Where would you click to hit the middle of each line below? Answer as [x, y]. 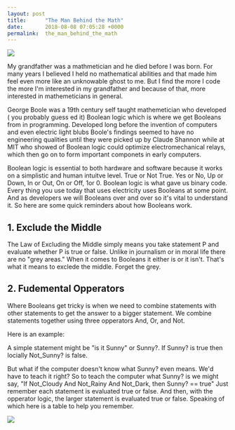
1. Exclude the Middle [54, 228]
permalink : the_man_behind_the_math [62, 33]
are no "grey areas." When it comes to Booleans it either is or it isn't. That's [116, 260]
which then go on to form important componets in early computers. [105, 154]
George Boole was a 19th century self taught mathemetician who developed [117, 110]
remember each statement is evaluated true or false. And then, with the [110, 391]
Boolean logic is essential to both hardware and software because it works [115, 168]
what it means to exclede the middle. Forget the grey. [84, 267]
